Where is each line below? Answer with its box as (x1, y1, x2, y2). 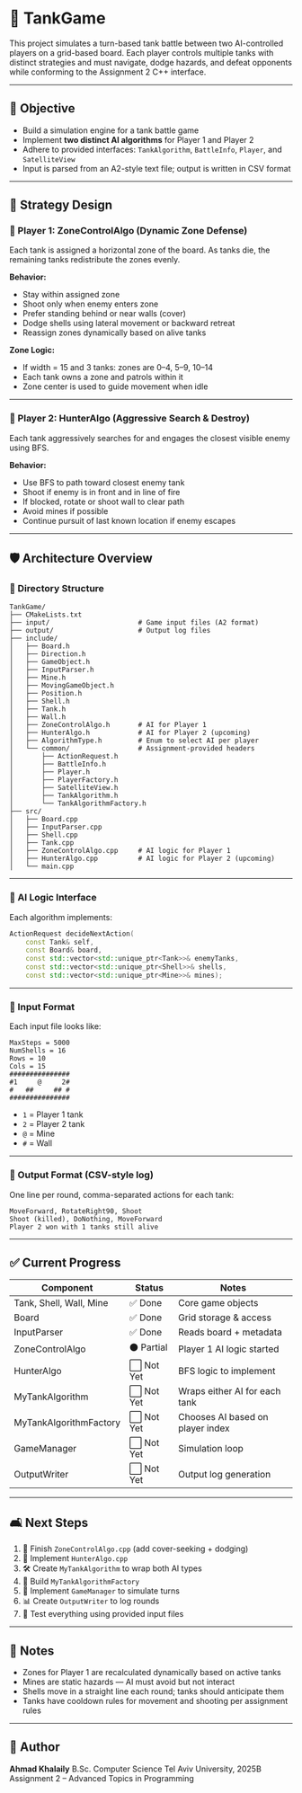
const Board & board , (25, 945, 102, 955)
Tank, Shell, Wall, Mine (13, 1297, 109, 1309)
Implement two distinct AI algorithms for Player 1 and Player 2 (22, 134, 254, 145)
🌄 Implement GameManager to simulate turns (22, 1585, 180, 1596)
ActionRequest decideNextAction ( (9, 929, 135, 938)
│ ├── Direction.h (9, 650, 87, 659)
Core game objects (178, 1297, 259, 1309)
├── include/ (9, 634, 58, 644)
